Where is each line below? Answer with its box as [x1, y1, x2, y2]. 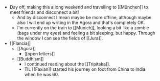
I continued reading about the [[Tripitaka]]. [24, 61, 111, 67]
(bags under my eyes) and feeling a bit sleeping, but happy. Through [17, 30, 156, 36]
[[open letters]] [24, 51, 55, 57]
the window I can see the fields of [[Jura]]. [17, 35, 103, 41]
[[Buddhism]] [17, 56, 44, 61]
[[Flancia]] [9, 40, 31, 46]
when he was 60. [24, 72, 59, 77]
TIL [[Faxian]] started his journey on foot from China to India [24, 66, 146, 72]
